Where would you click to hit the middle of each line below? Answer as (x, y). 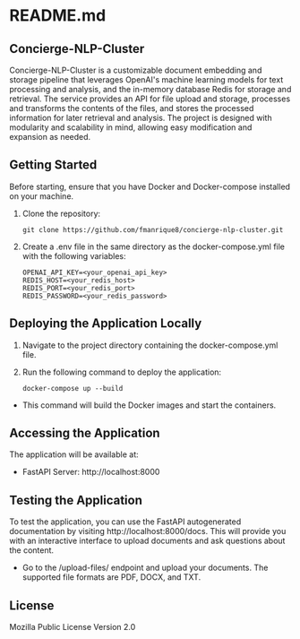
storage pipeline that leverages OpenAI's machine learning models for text (146, 80)
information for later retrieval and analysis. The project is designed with (141, 118)
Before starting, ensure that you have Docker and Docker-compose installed (150, 186)
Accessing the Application (85, 433)
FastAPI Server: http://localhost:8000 (91, 472)
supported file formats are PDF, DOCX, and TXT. (111, 577)
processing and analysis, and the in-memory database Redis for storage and (150, 89)
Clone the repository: (61, 213)
